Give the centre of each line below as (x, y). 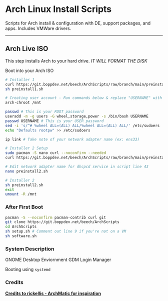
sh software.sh (21, 236)
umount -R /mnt (21, 194)
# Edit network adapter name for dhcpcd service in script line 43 (77, 166)
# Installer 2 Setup (27, 148)
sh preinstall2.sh (24, 185)
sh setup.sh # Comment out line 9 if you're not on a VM (66, 231)
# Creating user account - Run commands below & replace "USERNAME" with (84, 98)
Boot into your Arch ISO (29, 70)
